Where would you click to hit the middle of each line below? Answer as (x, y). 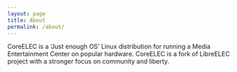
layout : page (27, 14)
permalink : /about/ (36, 27)
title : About (27, 20)
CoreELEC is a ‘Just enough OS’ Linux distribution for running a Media (109, 47)
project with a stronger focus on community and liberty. (88, 62)
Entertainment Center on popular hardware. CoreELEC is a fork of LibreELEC (118, 54)
